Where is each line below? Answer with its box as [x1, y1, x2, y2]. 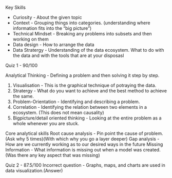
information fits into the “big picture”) [12, 25, 92, 31]
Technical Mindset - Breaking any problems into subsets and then [12, 31, 152, 36]
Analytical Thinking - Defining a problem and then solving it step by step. [5, 72, 160, 78]
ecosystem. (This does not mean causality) [12, 110, 104, 115]
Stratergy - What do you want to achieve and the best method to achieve [12, 88, 167, 94]
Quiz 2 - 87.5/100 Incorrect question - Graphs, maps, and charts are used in [5, 162, 166, 168]
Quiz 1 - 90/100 [5, 63, 37, 68]
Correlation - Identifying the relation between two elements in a [12, 104, 147, 110]
